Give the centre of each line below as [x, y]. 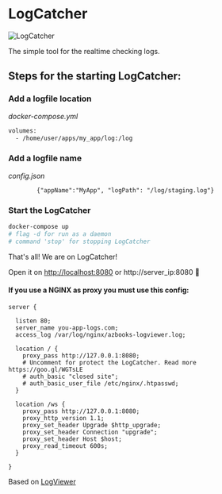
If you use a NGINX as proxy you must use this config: [99, 290]
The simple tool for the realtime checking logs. [84, 51]
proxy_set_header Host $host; [73, 439]
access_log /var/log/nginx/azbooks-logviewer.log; [101, 334]
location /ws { [40, 404]
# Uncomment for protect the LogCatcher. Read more [109, 362]
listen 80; [33, 321]
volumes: [23, 131]
